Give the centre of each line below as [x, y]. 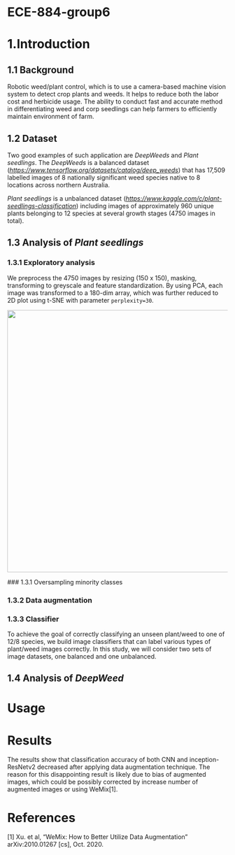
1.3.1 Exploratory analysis [51, 263]
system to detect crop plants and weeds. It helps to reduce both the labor [113, 94]
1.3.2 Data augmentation [50, 600]
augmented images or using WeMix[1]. [63, 789]
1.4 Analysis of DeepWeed [66, 678]
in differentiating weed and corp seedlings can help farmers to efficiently [112, 109]
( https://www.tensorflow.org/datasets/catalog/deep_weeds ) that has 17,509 [116, 170]
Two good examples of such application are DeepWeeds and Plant [103, 155]
